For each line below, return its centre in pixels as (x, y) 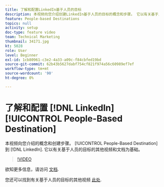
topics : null (18, 23)
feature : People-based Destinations (42, 19)
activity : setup (21, 28)
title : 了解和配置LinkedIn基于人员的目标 (43, 10)
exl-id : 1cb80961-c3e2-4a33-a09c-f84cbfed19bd (53, 60)
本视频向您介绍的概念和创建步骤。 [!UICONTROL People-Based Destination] (81, 143)
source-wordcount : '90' (29, 73)
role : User (16, 50)
